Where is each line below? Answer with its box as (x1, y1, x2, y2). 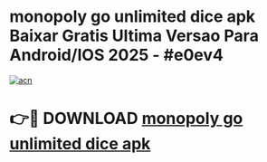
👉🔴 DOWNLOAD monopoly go (9, 109, 243, 129)
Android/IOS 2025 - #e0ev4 (9, 45, 224, 65)
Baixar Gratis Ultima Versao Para (9, 25, 260, 46)
